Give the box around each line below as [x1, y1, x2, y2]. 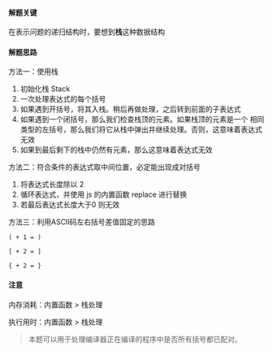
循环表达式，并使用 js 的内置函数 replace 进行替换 [19, 189, 188, 199]
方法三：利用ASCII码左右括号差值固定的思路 [8, 217, 156, 227]
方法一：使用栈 [8, 67, 58, 76]
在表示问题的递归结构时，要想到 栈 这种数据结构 [8, 27, 165, 37]
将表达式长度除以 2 [19, 180, 84, 189]
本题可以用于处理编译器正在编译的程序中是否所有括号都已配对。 [28, 334, 242, 344]
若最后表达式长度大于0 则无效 [19, 200, 120, 210]
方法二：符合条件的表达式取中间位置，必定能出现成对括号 [8, 163, 201, 172]
